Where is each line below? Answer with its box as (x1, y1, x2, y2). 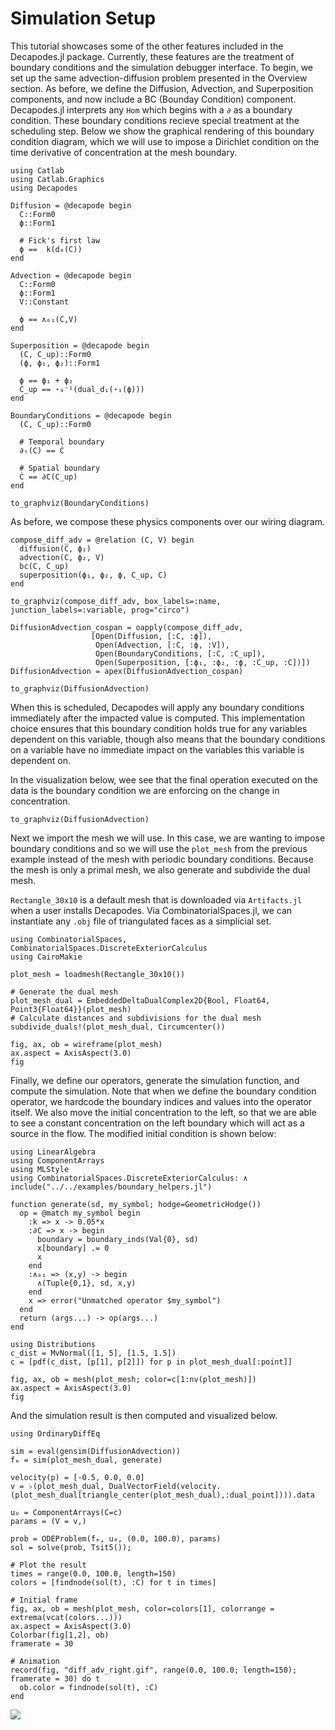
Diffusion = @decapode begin (10, 200, 132, 211)
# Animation (10, 1656, 60, 1666)
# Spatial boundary (19, 463, 101, 473)
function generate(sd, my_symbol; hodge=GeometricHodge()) (10, 1199, 262, 1209)
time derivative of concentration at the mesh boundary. (10, 146, 238, 158)
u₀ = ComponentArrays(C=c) (10, 1507, 123, 1517)
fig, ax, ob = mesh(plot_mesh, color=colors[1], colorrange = (10, 1603, 275, 1614)
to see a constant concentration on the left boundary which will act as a (10, 1117, 305, 1129)
